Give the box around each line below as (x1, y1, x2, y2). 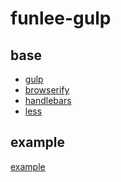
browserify (24, 84, 70, 96)
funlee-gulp (10, 7, 112, 30)
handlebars (24, 95, 72, 106)
